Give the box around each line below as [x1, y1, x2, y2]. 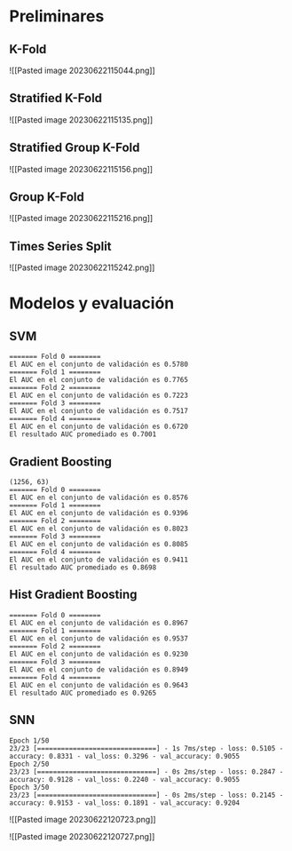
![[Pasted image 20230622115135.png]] [9, 114, 154, 125]
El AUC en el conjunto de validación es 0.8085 [9, 540, 189, 549]
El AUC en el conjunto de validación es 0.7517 [9, 407, 189, 416]
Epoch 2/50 [9, 760, 50, 768]
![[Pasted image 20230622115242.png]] [9, 262, 155, 273]
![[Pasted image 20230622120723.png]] [9, 814, 157, 824]
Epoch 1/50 [9, 736, 50, 745]
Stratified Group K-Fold [9, 140, 140, 155]
